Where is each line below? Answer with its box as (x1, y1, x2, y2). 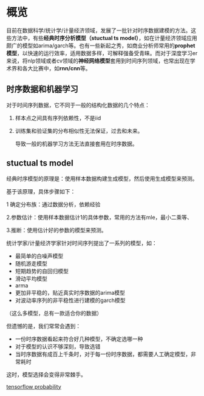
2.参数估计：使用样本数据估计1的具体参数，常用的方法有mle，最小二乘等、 (6, 213, 193, 221)
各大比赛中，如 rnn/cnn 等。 (22, 64, 91, 72)
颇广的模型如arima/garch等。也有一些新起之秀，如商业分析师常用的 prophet (6, 42, 195, 49)
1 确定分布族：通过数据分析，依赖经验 (6, 201, 101, 208)
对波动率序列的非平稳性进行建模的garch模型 (15, 297, 126, 304)
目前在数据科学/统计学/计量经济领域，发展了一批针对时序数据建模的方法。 (6, 27, 191, 34)
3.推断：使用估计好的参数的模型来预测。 (6, 226, 107, 233)
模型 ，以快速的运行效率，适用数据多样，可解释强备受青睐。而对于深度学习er (6, 49, 198, 56)
